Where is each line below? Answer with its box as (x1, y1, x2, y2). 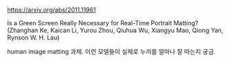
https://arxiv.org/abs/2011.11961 (7, 6, 97, 14)
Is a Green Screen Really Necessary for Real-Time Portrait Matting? (7, 19, 199, 27)
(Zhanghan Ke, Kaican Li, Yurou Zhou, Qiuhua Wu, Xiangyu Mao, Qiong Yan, (7, 27, 224, 34)
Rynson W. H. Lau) (7, 33, 60, 42)
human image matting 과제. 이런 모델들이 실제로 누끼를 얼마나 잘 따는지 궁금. (7, 48, 216, 55)
